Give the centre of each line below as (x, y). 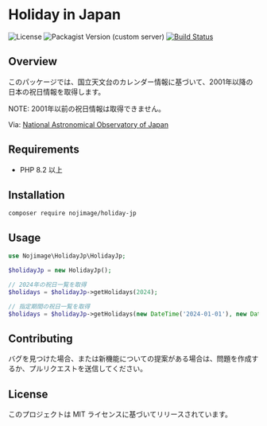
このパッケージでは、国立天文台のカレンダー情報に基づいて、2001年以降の (131, 82)
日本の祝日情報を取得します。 (57, 91)
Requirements (44, 150)
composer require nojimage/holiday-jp (72, 213)
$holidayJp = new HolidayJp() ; (60, 271)
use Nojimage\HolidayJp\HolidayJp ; (67, 256)
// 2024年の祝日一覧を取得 (48, 285)
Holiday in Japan (65, 15)
